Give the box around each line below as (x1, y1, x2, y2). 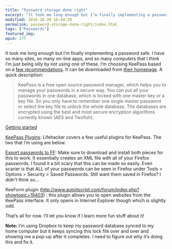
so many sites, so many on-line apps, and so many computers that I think (5, 55, 160, 61)
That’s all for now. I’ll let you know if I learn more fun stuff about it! (5, 213, 144, 219)
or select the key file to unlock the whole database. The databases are (17, 103, 166, 109)
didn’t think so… (5, 176, 39, 183)
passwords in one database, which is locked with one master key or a (17, 93, 165, 99)
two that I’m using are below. (5, 139, 66, 146)
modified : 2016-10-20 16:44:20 (5, 17, 72, 22)
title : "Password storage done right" (5, 7, 88, 13)
